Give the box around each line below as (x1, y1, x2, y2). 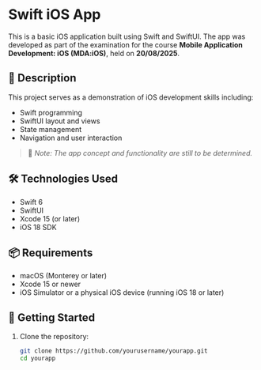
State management (19, 124, 82, 134)
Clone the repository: (19, 332, 89, 342)
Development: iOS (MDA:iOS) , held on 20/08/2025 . (8, 48, 180, 58)
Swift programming (19, 108, 83, 117)
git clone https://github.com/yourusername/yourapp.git (19, 347, 208, 355)
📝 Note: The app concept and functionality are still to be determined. (27, 148, 253, 157)
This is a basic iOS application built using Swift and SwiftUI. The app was (8, 32, 246, 41)
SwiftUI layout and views (19, 116, 100, 126)
